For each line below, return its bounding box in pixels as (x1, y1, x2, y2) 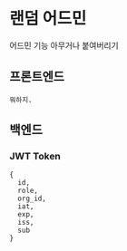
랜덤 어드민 (9, 8, 87, 29)
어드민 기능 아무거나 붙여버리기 (9, 40, 120, 51)
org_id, (17, 194, 47, 204)
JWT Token (9, 150, 62, 163)
